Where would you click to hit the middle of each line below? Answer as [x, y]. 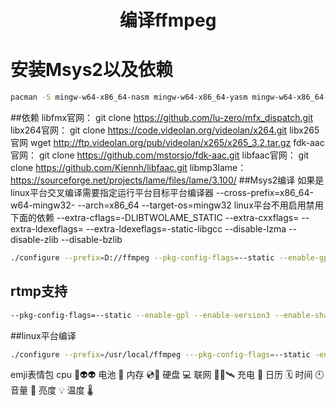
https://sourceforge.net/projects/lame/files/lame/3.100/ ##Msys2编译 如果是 [167, 180]
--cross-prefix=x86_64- [265, 192]
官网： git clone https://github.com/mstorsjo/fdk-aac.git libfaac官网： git [160, 155]
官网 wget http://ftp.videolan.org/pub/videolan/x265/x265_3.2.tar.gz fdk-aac [167, 142]
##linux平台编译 [43, 335]
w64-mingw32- [43, 205]
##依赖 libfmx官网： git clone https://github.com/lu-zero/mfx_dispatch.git [162, 117]
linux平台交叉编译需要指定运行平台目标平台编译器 [112, 192]
